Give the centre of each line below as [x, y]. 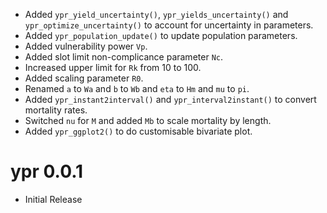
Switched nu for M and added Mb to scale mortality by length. [148, 120]
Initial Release [53, 199]
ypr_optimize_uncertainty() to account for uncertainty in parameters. [169, 25]
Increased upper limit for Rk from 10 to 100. [113, 67]
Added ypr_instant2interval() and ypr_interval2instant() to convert [170, 99]
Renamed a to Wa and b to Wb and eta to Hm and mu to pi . [137, 88]
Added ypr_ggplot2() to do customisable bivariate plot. [138, 131]
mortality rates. [56, 110]
